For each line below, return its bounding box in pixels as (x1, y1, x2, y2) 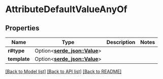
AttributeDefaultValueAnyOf (5, 4, 128, 15)
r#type (8, 47, 25, 54)
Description (106, 39, 136, 46)
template (8, 56, 30, 62)
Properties (5, 24, 40, 32)
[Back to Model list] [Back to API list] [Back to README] (5, 68, 122, 74)
